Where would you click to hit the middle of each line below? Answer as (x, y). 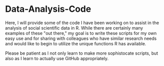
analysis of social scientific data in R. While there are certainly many (74, 28)
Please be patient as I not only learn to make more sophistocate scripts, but (82, 53)
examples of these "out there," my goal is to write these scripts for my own (81, 33)
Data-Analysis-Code (48, 9)
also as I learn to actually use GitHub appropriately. (57, 58)
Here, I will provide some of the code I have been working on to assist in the (82, 23)
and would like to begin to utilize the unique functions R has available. (76, 43)
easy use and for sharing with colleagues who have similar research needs (81, 38)
